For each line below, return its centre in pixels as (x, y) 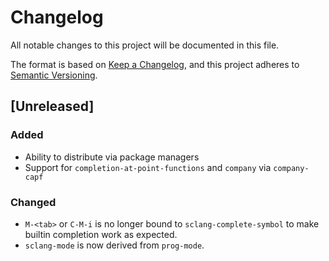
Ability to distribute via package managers (112, 157)
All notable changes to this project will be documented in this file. (145, 45)
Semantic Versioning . (54, 75)
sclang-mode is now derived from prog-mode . (114, 245)
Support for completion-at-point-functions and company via (148, 167)
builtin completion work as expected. (101, 234)
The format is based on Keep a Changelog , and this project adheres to (155, 64)
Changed (33, 202)
